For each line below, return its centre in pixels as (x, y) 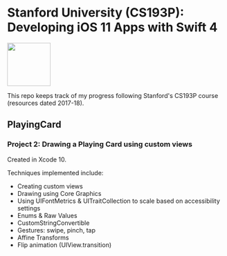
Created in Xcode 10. (37, 159)
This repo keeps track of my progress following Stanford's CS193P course (113, 95)
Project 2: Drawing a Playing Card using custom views (100, 144)
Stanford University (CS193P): (96, 13)
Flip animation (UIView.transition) (64, 245)
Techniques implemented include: (55, 173)
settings (29, 208)
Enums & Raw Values (47, 215)
